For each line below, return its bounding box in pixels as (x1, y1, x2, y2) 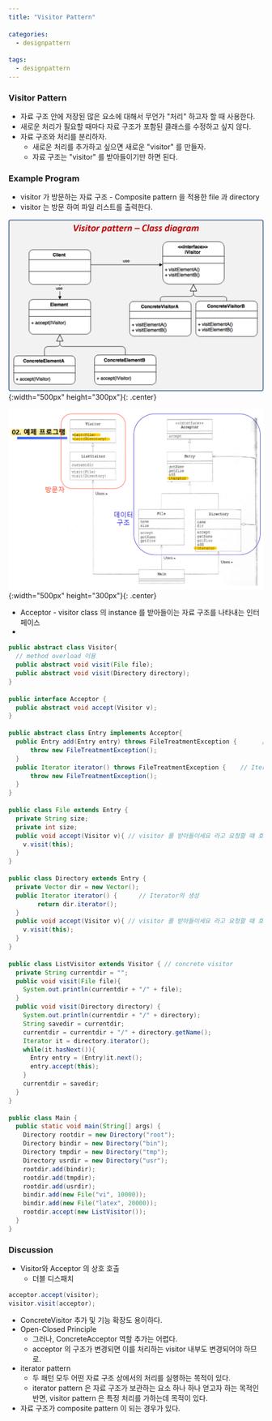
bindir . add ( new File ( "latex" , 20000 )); (23, 1200, 158, 1208)
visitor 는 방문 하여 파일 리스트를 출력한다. (19, 203, 153, 212)
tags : (8, 56, 27, 64)
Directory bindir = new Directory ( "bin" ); (23, 1140, 168, 1148)
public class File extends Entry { (8, 807, 129, 815)
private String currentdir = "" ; (15, 969, 129, 977)
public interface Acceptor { (8, 695, 107, 703)
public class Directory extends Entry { (8, 875, 147, 883)
